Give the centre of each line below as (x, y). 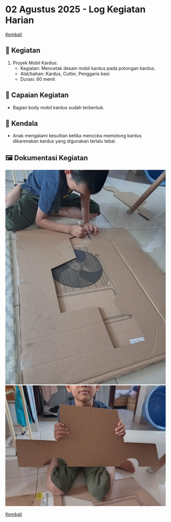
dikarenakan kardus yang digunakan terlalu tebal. (64, 141)
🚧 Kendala (22, 123)
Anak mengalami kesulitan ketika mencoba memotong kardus (77, 136)
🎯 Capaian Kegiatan (37, 95)
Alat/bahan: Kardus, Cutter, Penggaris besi (65, 74)
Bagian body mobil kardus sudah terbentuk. (58, 107)
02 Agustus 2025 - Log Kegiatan (76, 9)
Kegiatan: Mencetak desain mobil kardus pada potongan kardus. (88, 68)
